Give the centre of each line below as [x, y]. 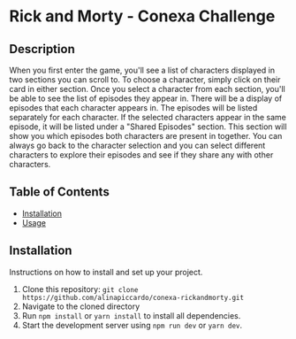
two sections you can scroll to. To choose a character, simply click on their [145, 80]
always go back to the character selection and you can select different [137, 145]
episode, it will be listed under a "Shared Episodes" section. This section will [148, 127]
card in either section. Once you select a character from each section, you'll [147, 89]
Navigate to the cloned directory [81, 306]
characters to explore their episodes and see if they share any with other [141, 155]
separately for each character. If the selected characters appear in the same [148, 117]
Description [42, 49]
